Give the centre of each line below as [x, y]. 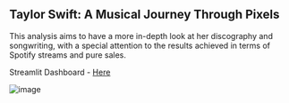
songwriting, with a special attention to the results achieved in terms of [140, 45]
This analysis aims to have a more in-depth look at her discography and [141, 36]
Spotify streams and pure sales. [68, 55]
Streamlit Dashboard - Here [60, 72]
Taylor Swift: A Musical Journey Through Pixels [144, 15]
